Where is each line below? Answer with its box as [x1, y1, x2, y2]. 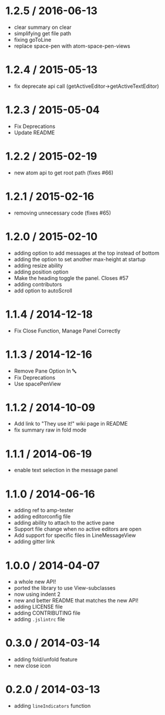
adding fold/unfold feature [14, 656, 78, 663]
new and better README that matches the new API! [14, 597, 139, 604]
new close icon [14, 662, 51, 670]
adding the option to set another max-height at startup [14, 255, 146, 263]
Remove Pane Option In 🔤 [14, 367, 77, 374]
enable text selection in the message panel [14, 467, 118, 474]
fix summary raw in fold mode [14, 426, 86, 434]
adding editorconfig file [14, 513, 71, 520]
